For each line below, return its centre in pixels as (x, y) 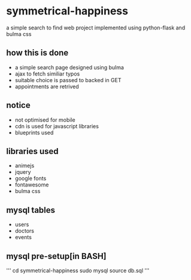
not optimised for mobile (45, 120)
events (23, 237)
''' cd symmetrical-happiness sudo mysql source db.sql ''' (78, 270)
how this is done (37, 53)
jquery (23, 172)
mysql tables (31, 210)
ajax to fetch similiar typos (47, 74)
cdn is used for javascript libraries (57, 126)
